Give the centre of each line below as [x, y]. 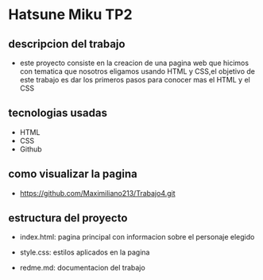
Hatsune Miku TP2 [70, 15]
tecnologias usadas [58, 113]
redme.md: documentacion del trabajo [82, 268]
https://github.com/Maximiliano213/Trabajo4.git [98, 193]
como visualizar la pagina [73, 174]
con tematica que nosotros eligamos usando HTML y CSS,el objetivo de [137, 71]
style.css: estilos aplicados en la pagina [85, 252]
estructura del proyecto [68, 219]
